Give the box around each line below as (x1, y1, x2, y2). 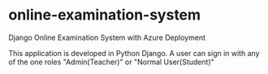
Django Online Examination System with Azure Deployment (8, 33, 205, 42)
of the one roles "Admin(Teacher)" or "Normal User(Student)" (8, 57, 215, 67)
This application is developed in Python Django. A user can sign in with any (8, 48, 260, 58)
